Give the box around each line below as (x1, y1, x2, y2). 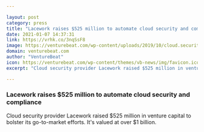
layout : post (6, 14, 39, 20)
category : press (6, 19, 47, 26)
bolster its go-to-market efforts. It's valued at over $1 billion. (6, 118, 157, 125)
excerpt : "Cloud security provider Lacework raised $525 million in (6, 65, 183, 71)
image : (6, 43, 23, 49)
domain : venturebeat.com (6, 48, 69, 55)
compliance (6, 98, 42, 106)
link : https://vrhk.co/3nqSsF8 (6, 37, 86, 43)
